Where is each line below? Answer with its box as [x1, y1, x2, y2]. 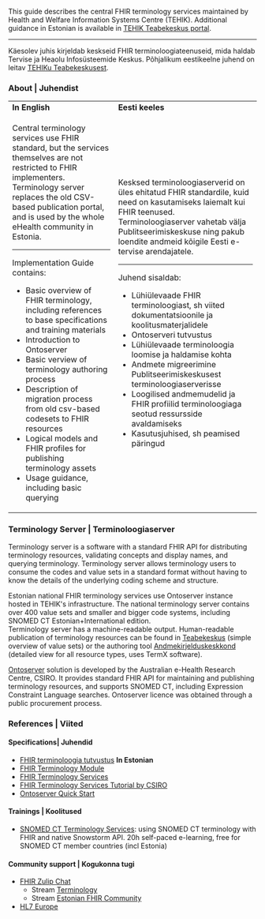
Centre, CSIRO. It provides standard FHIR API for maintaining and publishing [8, 673, 255, 682]
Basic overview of [25, 285, 92, 296]
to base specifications [25, 315, 108, 326]
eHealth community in [12, 221, 94, 232]
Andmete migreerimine [131, 359, 217, 370]
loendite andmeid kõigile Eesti [118, 236, 229, 247]
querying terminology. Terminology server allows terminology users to [8, 558, 237, 568]
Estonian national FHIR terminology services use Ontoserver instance [8, 591, 233, 600]
